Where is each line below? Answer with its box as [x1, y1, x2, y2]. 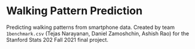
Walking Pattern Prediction [6, 4, 143, 18]
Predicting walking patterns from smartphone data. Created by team [6, 24, 175, 31]
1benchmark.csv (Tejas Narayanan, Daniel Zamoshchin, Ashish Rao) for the [6, 30, 190, 37]
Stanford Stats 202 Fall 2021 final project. [6, 36, 109, 43]
